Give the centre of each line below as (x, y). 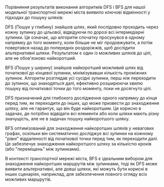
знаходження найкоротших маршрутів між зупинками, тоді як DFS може (81, 164)
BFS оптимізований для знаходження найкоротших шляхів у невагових (80, 128)
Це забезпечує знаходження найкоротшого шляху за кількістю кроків (78, 144)
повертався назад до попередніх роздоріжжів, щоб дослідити (70, 48)
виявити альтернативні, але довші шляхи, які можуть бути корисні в (76, 169)
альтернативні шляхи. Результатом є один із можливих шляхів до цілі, (78, 53)
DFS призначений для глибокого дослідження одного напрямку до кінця (81, 98)
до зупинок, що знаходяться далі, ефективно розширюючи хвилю (74, 83)
